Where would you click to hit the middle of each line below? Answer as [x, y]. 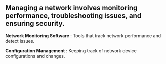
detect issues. [20, 41]
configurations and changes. [35, 56]
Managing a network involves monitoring [71, 8]
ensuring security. [35, 24]
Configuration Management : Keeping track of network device [71, 51]
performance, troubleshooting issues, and [73, 16]
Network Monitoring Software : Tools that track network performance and [83, 36]
